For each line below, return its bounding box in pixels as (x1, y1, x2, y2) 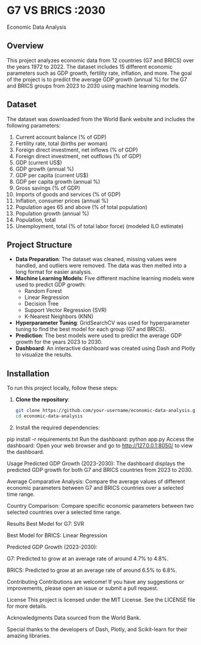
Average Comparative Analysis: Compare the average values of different (7, 477, 185, 485)
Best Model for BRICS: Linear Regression (7, 531, 108, 539)
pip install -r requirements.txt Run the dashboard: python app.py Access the (7, 435, 194, 443)
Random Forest (24, 287, 62, 295)
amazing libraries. (7, 632, 51, 639)
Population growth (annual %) (15, 210, 89, 217)
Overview (7, 41, 44, 51)
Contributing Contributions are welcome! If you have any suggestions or (7, 578, 184, 585)
